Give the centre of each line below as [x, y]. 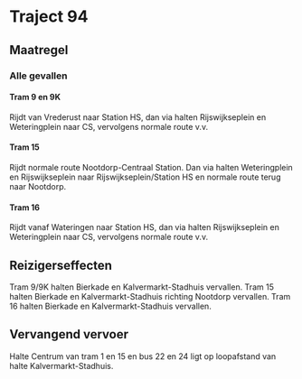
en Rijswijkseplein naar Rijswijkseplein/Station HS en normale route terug [145, 177]
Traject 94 [49, 17]
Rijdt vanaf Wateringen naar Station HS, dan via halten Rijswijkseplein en [145, 227]
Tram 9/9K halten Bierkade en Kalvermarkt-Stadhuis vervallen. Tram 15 [142, 287]
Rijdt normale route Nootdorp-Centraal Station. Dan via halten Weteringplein [151, 167]
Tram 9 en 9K [35, 97]
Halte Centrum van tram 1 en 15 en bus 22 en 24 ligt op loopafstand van [143, 356]
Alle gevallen [38, 76]
